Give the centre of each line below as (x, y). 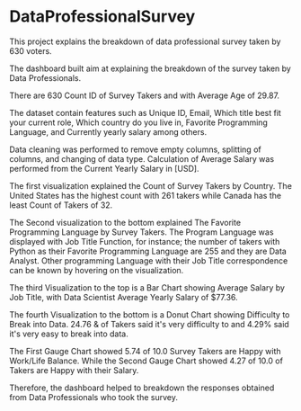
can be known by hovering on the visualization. (97, 270)
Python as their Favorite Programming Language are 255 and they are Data (148, 251)
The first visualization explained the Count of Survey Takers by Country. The (150, 185)
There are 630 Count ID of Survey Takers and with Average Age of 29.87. (145, 95)
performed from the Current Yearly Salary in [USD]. (104, 168)
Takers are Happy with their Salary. (74, 370)
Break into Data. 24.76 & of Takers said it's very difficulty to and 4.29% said (149, 324)
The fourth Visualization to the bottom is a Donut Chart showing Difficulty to (150, 314)
